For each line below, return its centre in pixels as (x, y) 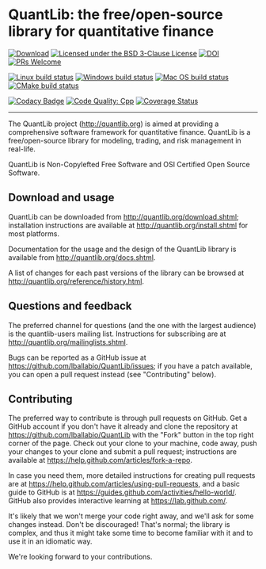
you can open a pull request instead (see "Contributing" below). (112, 374)
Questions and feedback (70, 306)
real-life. (22, 149)
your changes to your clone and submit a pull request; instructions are (123, 452)
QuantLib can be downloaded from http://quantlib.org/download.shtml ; (123, 216)
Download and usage (61, 198)
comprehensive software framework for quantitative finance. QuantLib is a (129, 132)
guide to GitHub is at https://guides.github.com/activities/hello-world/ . (123, 492)
